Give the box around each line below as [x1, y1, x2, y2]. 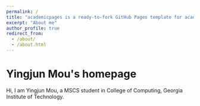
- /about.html [11, 42, 46, 48]
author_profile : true [6, 25, 60, 31]
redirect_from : [6, 31, 44, 37]
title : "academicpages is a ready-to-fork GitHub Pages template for [6, 14, 183, 20]
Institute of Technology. [6, 93, 64, 100]
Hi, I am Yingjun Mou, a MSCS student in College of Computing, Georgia [6, 86, 183, 94]
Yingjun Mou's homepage [6, 68, 137, 81]
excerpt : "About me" [6, 20, 58, 25]
